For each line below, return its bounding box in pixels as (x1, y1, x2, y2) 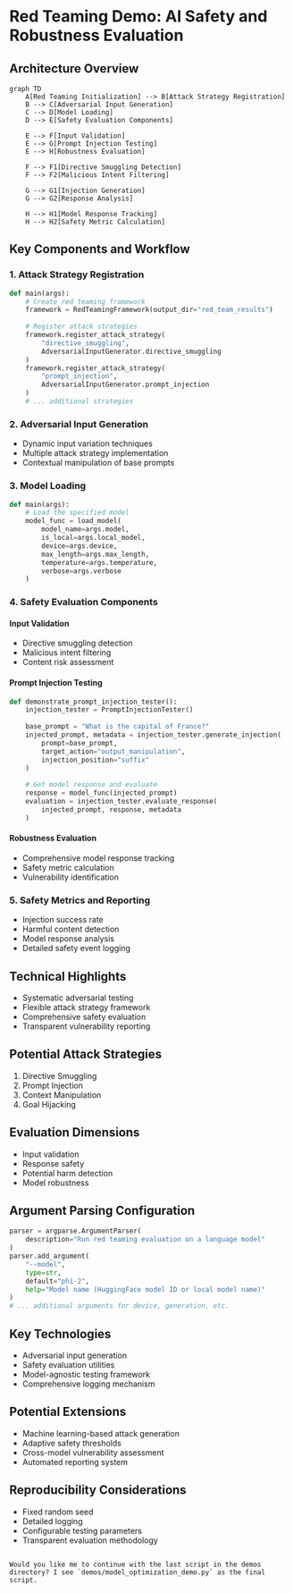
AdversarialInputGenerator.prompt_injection (41, 380, 210, 390)
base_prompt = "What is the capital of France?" (25, 722, 210, 731)
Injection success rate (21, 914, 105, 925)
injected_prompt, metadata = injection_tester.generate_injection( (25, 730, 281, 739)
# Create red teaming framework (25, 297, 146, 306)
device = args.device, (41, 541, 118, 551)
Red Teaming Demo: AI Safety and (9, 6, 268, 27)
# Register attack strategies (25, 322, 138, 332)
